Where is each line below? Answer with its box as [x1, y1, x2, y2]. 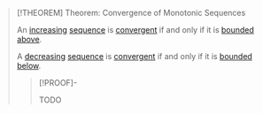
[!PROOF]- [38, 78, 77, 87]
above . [16, 34, 43, 44]
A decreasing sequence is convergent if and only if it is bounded [16, 51, 253, 61]
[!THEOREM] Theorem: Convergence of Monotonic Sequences [16, 8, 246, 18]
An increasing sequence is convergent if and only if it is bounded [16, 25, 254, 34]
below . [16, 61, 42, 71]
